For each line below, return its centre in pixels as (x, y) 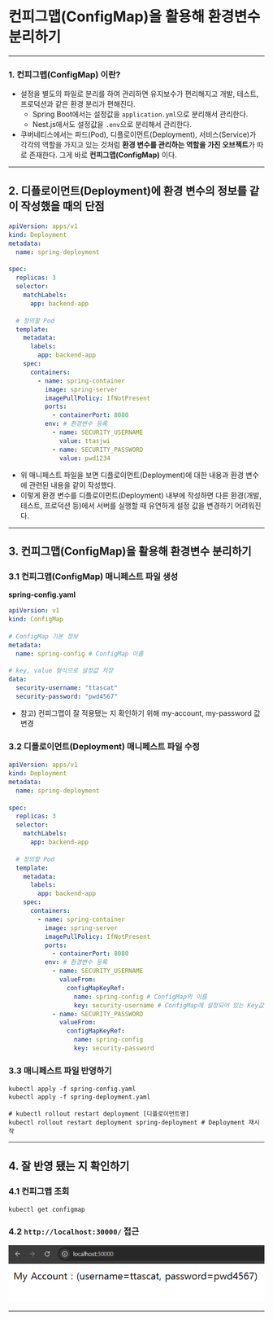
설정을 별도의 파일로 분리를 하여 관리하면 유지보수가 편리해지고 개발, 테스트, (139, 94)
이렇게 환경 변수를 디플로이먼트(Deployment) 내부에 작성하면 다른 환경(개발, (141, 495)
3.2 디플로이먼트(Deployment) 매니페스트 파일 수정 (104, 746)
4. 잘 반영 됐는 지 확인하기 (69, 1166)
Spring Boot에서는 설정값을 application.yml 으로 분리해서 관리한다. (140, 114)
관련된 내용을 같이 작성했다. (72, 485)
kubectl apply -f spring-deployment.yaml (80, 1097)
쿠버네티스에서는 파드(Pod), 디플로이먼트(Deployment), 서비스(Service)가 (138, 134)
